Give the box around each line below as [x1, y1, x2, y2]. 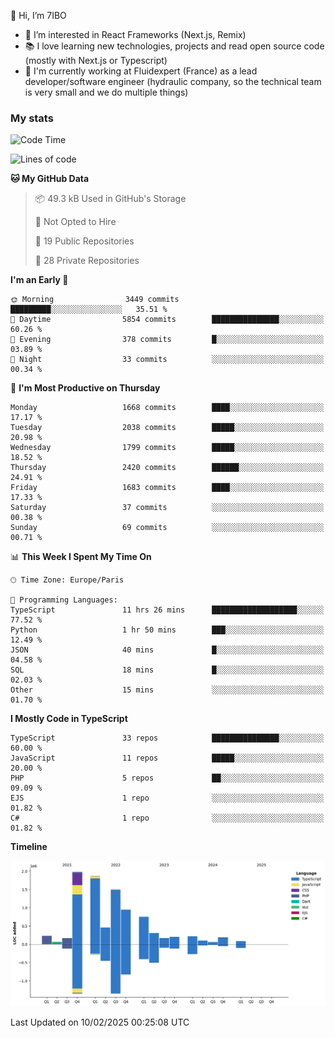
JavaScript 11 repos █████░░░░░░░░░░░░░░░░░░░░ [10, 753, 325, 764]
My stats [10, 111, 54, 125]
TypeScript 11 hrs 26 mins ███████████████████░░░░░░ [10, 605, 325, 615]
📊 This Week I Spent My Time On [10, 551, 152, 563]
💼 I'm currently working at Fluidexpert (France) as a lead [24, 65, 258, 77]
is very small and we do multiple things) [24, 86, 189, 98]
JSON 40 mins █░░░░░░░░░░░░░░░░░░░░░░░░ [10, 645, 325, 655]
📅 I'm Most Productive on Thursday [10, 382, 161, 394]
